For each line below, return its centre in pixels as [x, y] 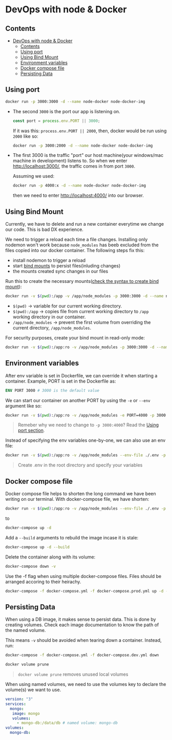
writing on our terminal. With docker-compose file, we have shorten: [77, 499]
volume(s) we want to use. [33, 690]
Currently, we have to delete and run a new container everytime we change [85, 224]
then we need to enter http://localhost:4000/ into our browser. [78, 195]
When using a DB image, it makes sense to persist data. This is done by [81, 619]
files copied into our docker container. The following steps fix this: [75, 250]
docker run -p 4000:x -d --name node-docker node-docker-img [79, 186]
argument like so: [24, 406]
